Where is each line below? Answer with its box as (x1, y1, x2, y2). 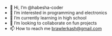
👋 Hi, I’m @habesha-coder (9, 5, 63, 10)
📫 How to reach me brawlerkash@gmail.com (9, 26, 102, 31)
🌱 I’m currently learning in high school (9, 15, 87, 20)
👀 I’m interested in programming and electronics (9, 10, 107, 16)
